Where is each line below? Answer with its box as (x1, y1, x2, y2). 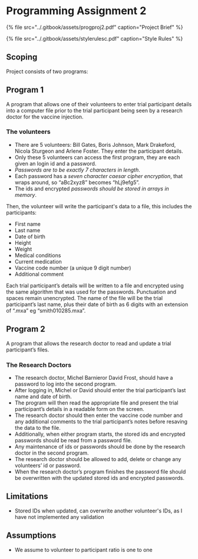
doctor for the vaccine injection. (6, 113, 84, 120)
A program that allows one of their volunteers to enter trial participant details (6, 100, 192, 107)
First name (14, 220, 41, 228)
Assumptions (6, 531, 57, 541)
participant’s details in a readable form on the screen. (14, 405, 144, 412)
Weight (14, 245, 32, 252)
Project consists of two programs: (6, 68, 88, 75)
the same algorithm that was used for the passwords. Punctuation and (6, 288, 177, 295)
